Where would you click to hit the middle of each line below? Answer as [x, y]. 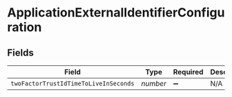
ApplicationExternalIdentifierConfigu [116, 13]
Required [188, 72]
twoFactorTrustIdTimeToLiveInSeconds [72, 84]
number [154, 84]
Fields [21, 53]
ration [25, 27]
